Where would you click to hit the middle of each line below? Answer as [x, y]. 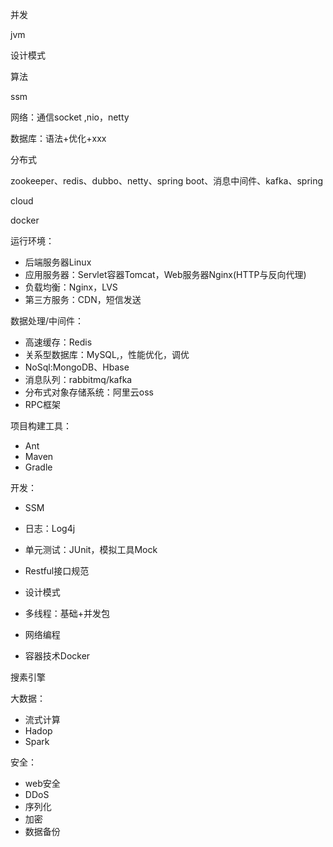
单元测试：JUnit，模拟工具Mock [91, 549]
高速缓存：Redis [58, 342]
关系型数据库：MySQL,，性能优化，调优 [107, 354]
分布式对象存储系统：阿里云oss [89, 392]
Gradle [38, 467]
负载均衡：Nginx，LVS [71, 287]
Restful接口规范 [57, 571]
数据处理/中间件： [47, 321]
